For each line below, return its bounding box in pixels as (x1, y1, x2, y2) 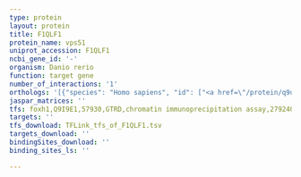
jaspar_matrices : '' (9, 96, 87, 105)
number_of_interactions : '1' (9, 80, 118, 88)
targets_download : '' (9, 130, 90, 139)
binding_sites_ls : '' (9, 146, 90, 155)
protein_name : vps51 (9, 38, 87, 47)
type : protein (9, 13, 63, 22)
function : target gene (9, 72, 94, 80)
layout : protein (9, 21, 70, 30)
